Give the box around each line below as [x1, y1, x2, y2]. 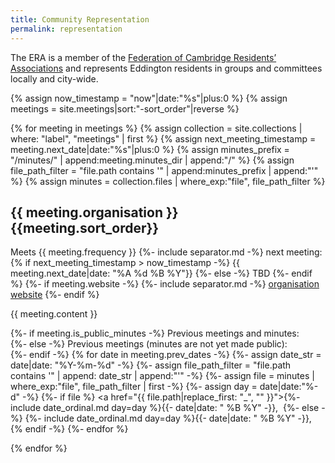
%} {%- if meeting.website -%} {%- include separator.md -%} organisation [10, 278, 320, 290]
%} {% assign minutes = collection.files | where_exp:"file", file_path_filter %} [10, 175, 326, 187]
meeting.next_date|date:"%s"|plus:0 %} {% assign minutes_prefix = [10, 143, 290, 155]
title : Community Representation [10, 14, 150, 25]
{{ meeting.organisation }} [10, 204, 179, 221]
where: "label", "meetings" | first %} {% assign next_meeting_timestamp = [10, 132, 317, 145]
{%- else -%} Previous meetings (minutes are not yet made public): [10, 338, 288, 350]
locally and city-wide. [10, 72, 99, 85]
